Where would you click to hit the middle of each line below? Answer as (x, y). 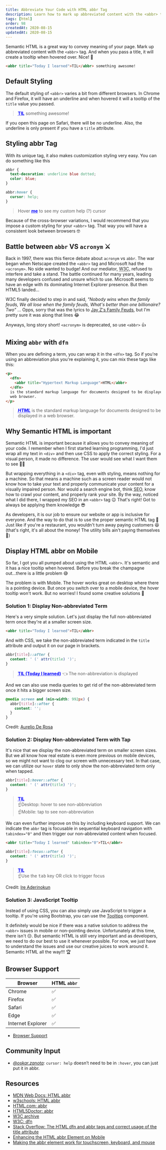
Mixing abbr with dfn (37, 342)
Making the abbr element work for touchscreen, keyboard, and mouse (84, 1143)
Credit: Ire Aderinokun (28, 887)
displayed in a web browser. (46, 416)
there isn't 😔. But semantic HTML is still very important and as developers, (82, 936)
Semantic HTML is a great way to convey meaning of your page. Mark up (80, 47)
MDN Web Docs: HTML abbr (42, 1095)
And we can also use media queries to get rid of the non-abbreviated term (81, 685)
